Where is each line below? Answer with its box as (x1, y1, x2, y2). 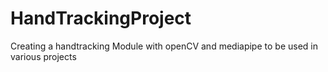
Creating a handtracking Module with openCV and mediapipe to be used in (10, 40, 318, 52)
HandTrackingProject (10, 7, 192, 30)
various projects (10, 50, 77, 62)
